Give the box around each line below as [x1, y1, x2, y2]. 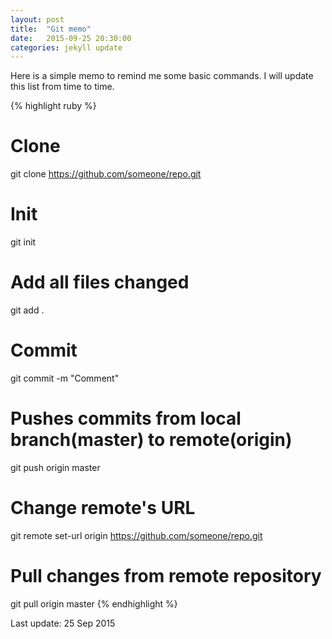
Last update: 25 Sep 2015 [10, 617, 116, 629]
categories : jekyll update [10, 42, 123, 53]
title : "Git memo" [10, 24, 92, 34]
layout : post [10, 14, 65, 25]
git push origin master [10, 461, 101, 473]
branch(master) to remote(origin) [10, 429, 293, 451]
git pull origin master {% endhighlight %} [10, 597, 178, 610]
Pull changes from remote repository [10, 565, 322, 588]
